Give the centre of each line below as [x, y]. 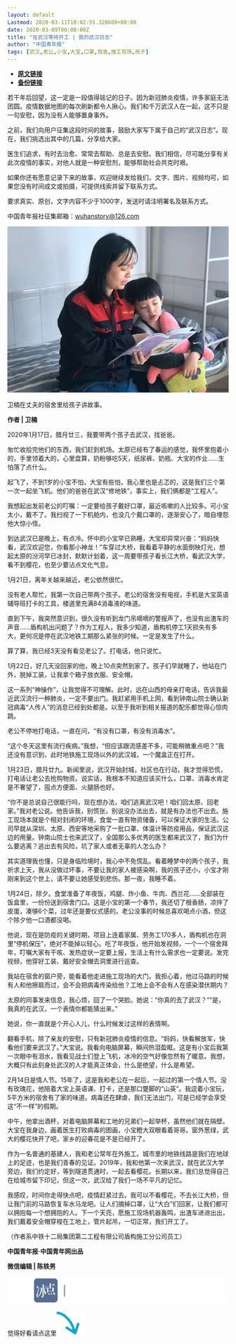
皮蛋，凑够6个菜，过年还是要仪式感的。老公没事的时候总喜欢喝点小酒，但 [114, 911]
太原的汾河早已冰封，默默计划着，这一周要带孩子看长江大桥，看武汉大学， [121, 556]
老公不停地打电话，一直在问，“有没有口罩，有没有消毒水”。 [93, 731]
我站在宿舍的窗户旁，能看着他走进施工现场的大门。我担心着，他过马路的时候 [118, 976]
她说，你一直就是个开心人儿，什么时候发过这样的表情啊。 [90, 1024]
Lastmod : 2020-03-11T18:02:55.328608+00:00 [72, 22]
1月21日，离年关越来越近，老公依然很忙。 [67, 580]
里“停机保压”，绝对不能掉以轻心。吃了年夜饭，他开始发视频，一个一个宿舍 [115, 944]
